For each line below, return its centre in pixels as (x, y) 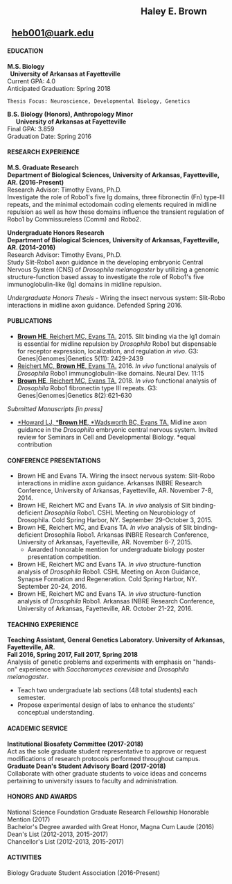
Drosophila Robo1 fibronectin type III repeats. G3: (87, 388)
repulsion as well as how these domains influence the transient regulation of (116, 212)
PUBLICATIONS (30, 321)
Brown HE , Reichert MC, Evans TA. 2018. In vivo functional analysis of (117, 381)
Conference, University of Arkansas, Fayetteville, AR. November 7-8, (115, 491)
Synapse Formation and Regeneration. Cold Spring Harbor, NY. (107, 579)
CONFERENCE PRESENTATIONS (54, 460)
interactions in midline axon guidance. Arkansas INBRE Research (109, 483)
